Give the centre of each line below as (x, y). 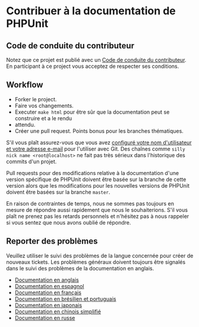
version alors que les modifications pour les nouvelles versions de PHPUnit (98, 185)
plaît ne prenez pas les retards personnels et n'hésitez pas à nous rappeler (98, 216)
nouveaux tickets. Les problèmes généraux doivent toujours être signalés (96, 262)
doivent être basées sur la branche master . (58, 192)
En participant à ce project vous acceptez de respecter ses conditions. (93, 66)
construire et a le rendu (43, 118)
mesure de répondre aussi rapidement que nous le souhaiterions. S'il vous (97, 210)
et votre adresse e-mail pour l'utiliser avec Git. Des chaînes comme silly (96, 149)
